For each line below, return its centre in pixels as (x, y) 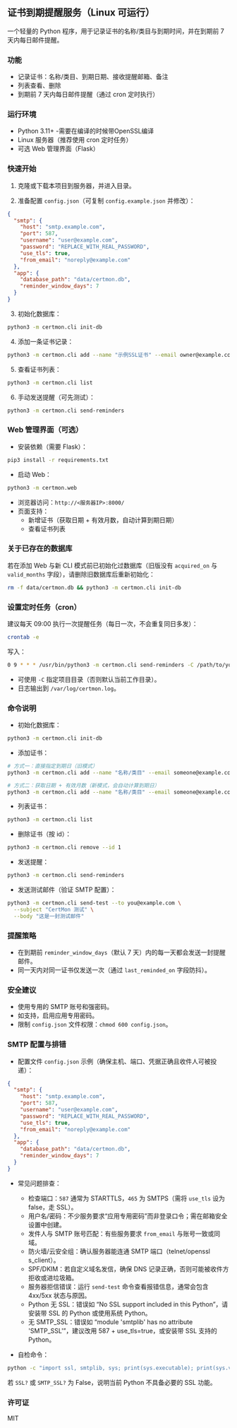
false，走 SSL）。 (53, 1207)
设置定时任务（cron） (44, 607)
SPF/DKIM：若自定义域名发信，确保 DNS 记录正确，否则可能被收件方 (128, 1269)
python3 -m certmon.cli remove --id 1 (64, 848)
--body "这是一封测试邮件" (49, 916)
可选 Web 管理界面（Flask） (59, 149)
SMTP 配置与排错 (37, 1044)
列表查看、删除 (39, 85)
